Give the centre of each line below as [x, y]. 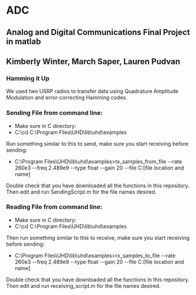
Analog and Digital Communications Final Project [98, 32]
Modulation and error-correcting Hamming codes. [67, 98]
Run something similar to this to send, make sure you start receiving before [97, 143]
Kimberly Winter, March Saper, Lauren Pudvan [93, 61]
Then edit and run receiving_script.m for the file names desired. [84, 286]
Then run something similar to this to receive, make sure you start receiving [98, 238]
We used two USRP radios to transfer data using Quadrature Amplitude [92, 91]
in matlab [24, 41]
